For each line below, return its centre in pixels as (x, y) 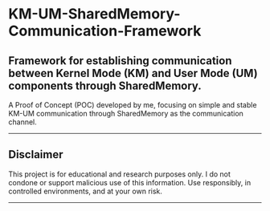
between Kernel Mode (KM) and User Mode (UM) (133, 73)
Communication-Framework (105, 31)
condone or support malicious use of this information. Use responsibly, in (130, 182)
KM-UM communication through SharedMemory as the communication (126, 114)
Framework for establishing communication (120, 61)
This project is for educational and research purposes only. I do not (120, 174)
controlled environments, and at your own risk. (86, 191)
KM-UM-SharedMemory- (94, 14)
